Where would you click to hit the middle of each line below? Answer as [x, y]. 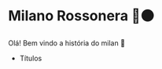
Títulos [31, 58]
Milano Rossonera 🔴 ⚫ [81, 16]
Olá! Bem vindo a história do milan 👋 [67, 43]
